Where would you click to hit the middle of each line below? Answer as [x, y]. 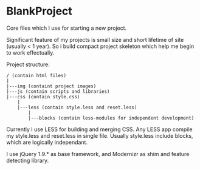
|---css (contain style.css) [43, 97]
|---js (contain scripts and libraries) [58, 91]
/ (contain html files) [36, 75]
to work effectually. [30, 52]
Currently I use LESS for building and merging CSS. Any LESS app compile [99, 129]
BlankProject [40, 11]
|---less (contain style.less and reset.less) [77, 107]
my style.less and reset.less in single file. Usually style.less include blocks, [100, 135]
